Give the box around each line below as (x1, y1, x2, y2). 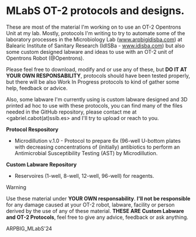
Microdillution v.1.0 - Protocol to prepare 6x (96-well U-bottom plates (14, 137, 181, 144)
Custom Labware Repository (6, 161, 77, 168)
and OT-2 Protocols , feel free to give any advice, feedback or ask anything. (6, 214, 188, 221)
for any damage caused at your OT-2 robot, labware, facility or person (6, 201, 175, 208)
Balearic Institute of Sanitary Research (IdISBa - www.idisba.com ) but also (6, 42, 185, 49)
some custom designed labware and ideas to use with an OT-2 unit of (6, 48, 174, 55)
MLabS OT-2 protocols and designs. (6, 4, 185, 18)
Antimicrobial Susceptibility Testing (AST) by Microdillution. (14, 149, 158, 156)
